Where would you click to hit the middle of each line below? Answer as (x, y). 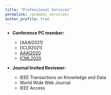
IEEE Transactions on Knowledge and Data (63, 78)
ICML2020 (30, 58)
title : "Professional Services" (38, 10)
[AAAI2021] (31, 43)
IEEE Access (32, 88)
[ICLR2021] (31, 48)
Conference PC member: (38, 33)
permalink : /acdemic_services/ (37, 14)
